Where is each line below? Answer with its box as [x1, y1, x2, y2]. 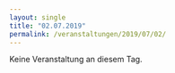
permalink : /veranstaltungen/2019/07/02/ [9, 29, 167, 38]
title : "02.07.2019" [9, 21, 87, 30]
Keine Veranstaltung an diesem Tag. [9, 54, 143, 65]
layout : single [9, 12, 66, 22]
